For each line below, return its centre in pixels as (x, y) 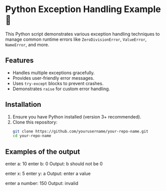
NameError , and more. (27, 44)
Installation (23, 105)
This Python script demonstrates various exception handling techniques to (82, 34)
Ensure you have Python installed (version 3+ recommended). (77, 116)
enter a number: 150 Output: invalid (42, 183)
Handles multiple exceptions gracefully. (53, 73)
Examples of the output (43, 151)
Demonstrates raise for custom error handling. (61, 89)
